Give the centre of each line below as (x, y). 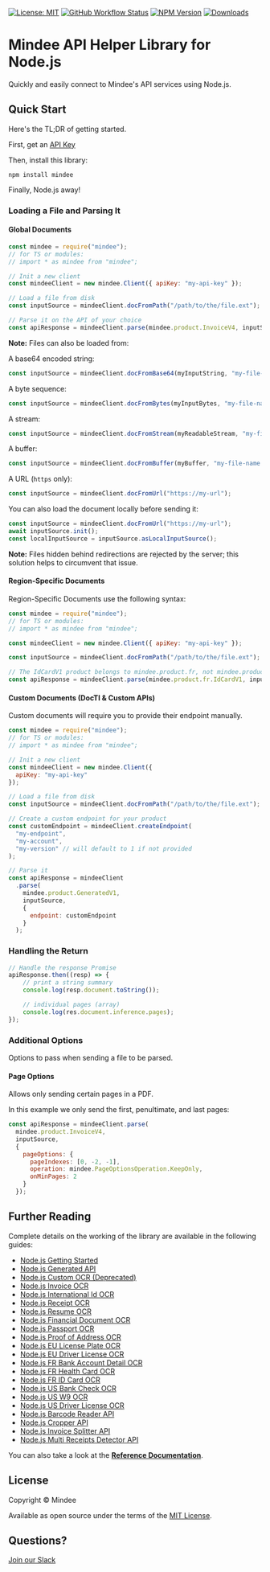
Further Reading (50, 1217)
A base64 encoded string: (51, 359)
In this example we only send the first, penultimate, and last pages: (119, 1110)
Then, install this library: (48, 160)
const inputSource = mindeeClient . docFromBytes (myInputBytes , (115, 403)
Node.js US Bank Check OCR (68, 1388)
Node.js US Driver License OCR (72, 1405)
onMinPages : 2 (53, 1177)
